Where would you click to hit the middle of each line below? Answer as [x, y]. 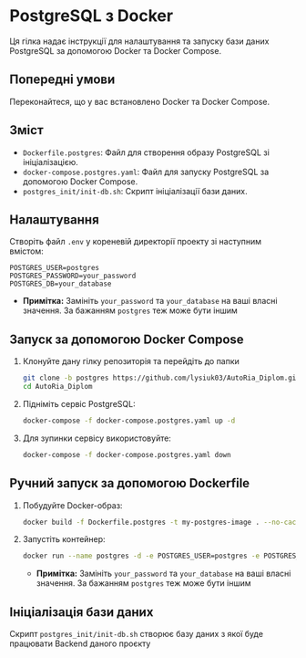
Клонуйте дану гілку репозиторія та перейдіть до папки [131, 361]
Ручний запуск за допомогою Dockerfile [130, 483]
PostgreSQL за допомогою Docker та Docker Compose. [115, 50]
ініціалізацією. [51, 162]
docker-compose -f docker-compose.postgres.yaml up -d [129, 421]
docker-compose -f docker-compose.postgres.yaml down [127, 454]
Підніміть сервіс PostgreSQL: [79, 403]
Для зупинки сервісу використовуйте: [97, 438]
